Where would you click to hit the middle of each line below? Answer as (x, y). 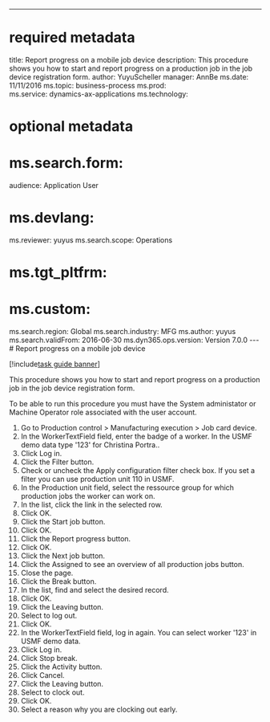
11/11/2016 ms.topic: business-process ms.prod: (88, 85)
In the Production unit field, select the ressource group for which (127, 487)
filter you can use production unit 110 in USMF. (97, 479)
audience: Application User (54, 186)
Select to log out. (49, 616)
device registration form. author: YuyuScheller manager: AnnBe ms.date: (129, 76)
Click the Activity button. (61, 667)
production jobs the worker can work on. (88, 496)
